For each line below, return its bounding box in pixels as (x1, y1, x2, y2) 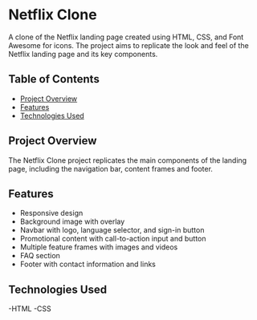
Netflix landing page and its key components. (8, 49, 158, 59)
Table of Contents (8, 72, 100, 86)
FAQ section (19, 251, 60, 261)
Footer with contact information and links (19, 259, 157, 269)
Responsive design (19, 209, 84, 218)
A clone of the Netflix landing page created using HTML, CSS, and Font (8, 32, 244, 42)
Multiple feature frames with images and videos (19, 242, 178, 252)
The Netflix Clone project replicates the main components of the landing (8, 155, 247, 165)
